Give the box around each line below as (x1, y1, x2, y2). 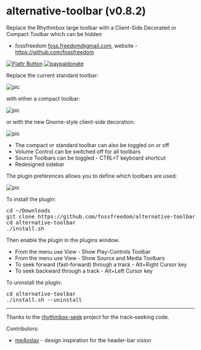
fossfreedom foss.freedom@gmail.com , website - (14, 42, 138, 49)
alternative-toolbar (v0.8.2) (6, 4, 147, 18)
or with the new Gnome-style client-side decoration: (6, 118, 135, 125)
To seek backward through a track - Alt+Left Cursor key (14, 267, 153, 274)
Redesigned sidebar (14, 160, 65, 167)
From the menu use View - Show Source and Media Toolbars (14, 254, 165, 262)
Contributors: (6, 325, 39, 332)
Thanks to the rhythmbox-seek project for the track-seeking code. (6, 313, 170, 321)
